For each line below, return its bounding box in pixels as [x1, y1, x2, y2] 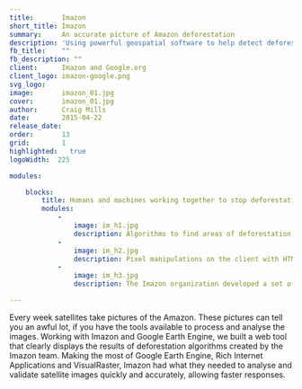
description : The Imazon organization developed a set [73, 279, 283, 288]
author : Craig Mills [9, 105, 106, 114]
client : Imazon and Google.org [9, 64, 147, 73]
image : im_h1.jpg [73, 221, 139, 230]
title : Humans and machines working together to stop [41, 196, 247, 205]
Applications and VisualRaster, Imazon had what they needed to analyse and [9, 359, 292, 370]
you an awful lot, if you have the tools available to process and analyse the [9, 321, 286, 332]
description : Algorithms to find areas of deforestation [73, 229, 292, 238]
